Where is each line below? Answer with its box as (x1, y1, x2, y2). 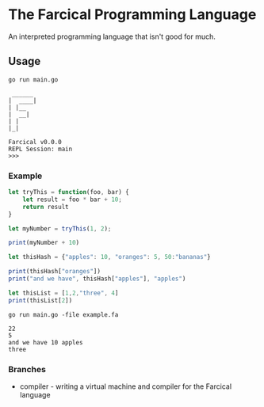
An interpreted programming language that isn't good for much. (8, 32, 216, 41)
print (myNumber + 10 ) (8, 239, 80, 247)
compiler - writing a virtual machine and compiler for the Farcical (19, 382, 232, 391)
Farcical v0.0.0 (8, 138, 62, 146)
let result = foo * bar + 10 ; (22, 196, 123, 203)
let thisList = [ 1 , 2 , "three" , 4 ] (8, 289, 119, 297)
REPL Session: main (8, 145, 73, 153)
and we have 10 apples (8, 338, 83, 346)
